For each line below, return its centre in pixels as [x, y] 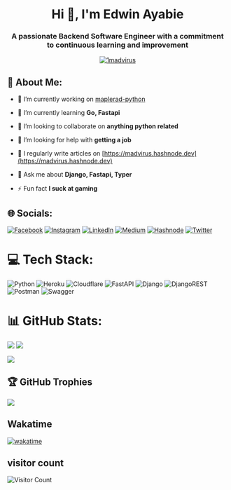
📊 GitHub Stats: [55, 321]
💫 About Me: [35, 82]
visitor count [36, 463]
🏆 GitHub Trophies [50, 382]
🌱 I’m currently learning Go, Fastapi [69, 113]
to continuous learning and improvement [118, 45]
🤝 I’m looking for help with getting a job [74, 140]
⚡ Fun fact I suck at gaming [57, 189]
